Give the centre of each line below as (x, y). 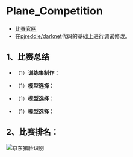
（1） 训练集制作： (37, 72)
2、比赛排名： (32, 132)
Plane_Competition (55, 11)
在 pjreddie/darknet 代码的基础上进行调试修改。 (73, 36)
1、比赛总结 (28, 57)
